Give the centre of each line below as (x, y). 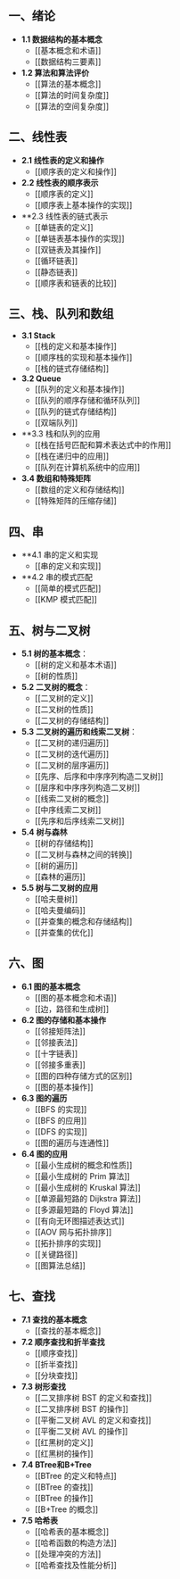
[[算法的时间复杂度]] (72, 95)
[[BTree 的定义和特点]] (75, 1475)
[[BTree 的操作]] (64, 1498)
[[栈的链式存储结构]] (72, 369)
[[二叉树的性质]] (64, 710)
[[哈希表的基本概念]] (72, 1531)
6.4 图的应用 (44, 1153)
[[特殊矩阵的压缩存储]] (76, 501)
